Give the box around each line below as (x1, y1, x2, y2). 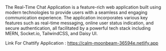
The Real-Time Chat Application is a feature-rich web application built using (5, 4, 161, 10)
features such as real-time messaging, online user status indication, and (5, 20, 154, 26)
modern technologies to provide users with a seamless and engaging (5, 9, 147, 15)
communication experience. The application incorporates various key (5, 15, 148, 20)
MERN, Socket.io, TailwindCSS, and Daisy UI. (5, 31, 98, 36)
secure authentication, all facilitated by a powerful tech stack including (5, 25, 151, 31)
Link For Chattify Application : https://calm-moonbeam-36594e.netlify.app (5, 40, 158, 46)
